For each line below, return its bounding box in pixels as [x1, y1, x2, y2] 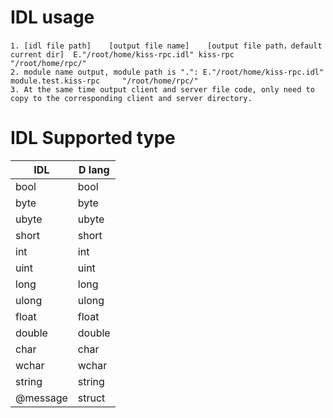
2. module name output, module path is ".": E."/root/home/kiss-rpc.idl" [10, 67, 325, 77]
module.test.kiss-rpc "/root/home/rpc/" [10, 76, 199, 86]
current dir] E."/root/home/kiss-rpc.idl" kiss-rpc [10, 49, 235, 60]
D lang [78, 162, 110, 176]
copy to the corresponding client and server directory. [10, 93, 253, 103]
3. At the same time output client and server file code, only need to [10, 84, 315, 95]
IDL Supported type [10, 127, 176, 150]
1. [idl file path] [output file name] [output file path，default [10, 41, 323, 51]
